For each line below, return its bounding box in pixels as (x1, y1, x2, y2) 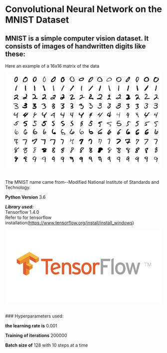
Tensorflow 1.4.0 (5, 209, 39, 215)
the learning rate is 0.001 (5, 323, 57, 329)
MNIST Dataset (5, 14, 69, 26)
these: (5, 50, 26, 58)
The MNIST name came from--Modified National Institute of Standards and (5, 179, 160, 185)
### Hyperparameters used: (5, 313, 64, 319)
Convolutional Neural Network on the (5, 4, 162, 15)
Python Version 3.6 (5, 194, 46, 200)
